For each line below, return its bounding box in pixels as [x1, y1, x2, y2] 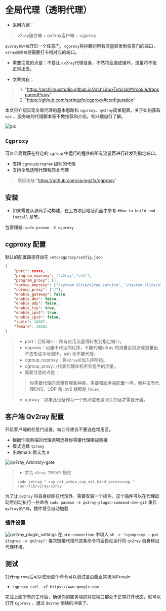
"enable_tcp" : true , [14, 305, 56, 310]
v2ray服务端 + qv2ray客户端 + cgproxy [17, 32, 96, 38]
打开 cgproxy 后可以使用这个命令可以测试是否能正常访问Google [5, 574, 131, 580]
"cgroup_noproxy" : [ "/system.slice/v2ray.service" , [14, 282, 123, 288]
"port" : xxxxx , [14, 269, 45, 274]
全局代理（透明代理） [5, 4, 92, 16]
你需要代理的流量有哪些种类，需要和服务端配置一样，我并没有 [29, 380, 156, 386]
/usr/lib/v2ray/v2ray [17, 484, 62, 489]
